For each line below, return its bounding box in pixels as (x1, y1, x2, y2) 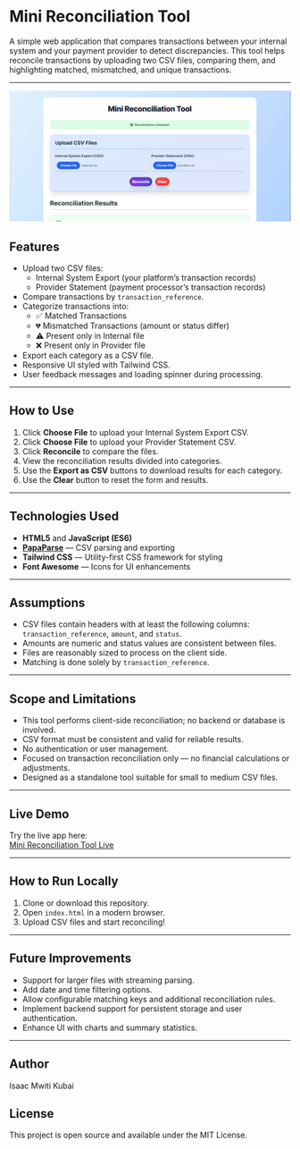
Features (9, 239, 60, 254)
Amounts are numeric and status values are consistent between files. (21, 638, 277, 649)
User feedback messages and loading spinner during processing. (21, 369, 263, 380)
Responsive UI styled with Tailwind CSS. (21, 359, 171, 370)
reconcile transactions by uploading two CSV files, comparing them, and (9, 55, 276, 65)
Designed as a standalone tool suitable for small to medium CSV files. (21, 772, 279, 783)
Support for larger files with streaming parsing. (21, 975, 195, 985)
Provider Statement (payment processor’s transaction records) (35, 282, 266, 292)
